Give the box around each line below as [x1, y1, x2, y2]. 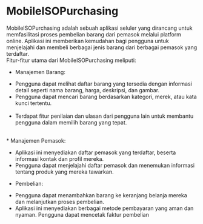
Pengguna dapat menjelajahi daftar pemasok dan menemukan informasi [15, 161, 195, 169]
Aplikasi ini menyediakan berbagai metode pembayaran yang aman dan [15, 205, 194, 212]
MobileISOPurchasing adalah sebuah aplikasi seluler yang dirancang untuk [6, 24, 193, 32]
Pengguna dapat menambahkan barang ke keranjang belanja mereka [15, 191, 188, 199]
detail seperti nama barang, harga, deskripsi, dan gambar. [15, 86, 160, 93]
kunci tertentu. [15, 99, 52, 107]
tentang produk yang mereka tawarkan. [15, 168, 114, 175]
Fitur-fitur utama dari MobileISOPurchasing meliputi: [6, 56, 136, 64]
